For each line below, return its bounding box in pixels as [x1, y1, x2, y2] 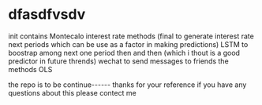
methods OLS [8, 64, 53, 74]
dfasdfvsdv [8, 5, 86, 24]
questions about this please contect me [8, 88, 137, 97]
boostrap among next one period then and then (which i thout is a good [8, 48, 241, 57]
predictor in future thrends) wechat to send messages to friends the [8, 56, 229, 66]
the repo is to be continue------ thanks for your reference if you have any [8, 80, 247, 89]
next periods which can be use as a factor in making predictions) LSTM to [8, 39, 249, 49]
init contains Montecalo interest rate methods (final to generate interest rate [8, 31, 254, 41]
